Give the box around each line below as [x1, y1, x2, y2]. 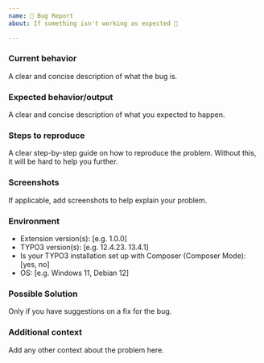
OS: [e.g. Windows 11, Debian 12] [19, 268, 130, 277]
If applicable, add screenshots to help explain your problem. [8, 195, 208, 205]
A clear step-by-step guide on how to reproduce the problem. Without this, [8, 148, 257, 158]
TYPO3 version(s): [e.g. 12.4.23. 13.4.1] [19, 242, 149, 252]
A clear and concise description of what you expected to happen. [8, 110, 225, 119]
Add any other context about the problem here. [8, 344, 165, 355]
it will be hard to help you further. [8, 156, 118, 166]
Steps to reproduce [8, 130, 85, 141]
